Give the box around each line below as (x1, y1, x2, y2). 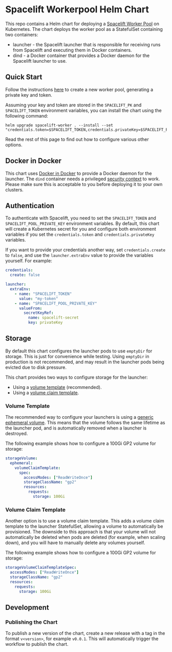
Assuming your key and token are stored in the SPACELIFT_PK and (5, 102, 142, 108)
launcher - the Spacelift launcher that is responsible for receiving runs (12, 41, 161, 47)
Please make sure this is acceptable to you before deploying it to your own (5, 181, 163, 187)
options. (5, 141, 23, 147)
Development (5, 603, 50, 612)
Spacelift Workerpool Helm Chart (5, 4, 149, 15)
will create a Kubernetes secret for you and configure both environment (5, 226, 156, 232)
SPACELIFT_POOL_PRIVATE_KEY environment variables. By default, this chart (5, 220, 160, 227)
